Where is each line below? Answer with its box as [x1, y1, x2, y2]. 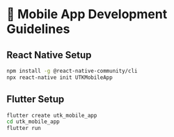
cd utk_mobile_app [6, 118, 60, 125]
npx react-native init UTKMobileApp [6, 73, 113, 81]
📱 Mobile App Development [6, 6, 168, 22]
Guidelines [6, 21, 70, 37]
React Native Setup [6, 49, 92, 61]
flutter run [6, 125, 41, 132]
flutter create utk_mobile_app [6, 112, 97, 119]
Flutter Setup [6, 94, 65, 106]
